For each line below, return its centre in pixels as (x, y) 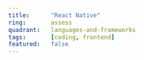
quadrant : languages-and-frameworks (72, 30)
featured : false (38, 44)
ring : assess (40, 23)
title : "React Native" (55, 15)
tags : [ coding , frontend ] (61, 37)
